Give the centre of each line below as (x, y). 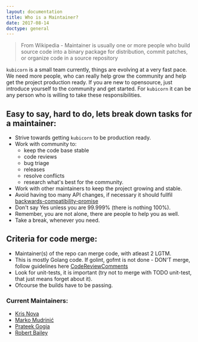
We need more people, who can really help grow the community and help (96, 76)
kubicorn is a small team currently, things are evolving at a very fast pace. (97, 70)
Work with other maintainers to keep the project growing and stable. (98, 188)
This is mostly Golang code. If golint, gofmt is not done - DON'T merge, (103, 259)
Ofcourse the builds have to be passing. (64, 285)
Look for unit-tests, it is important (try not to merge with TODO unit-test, (103, 272)
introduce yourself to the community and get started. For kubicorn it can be (99, 89)
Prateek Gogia (32, 326)
